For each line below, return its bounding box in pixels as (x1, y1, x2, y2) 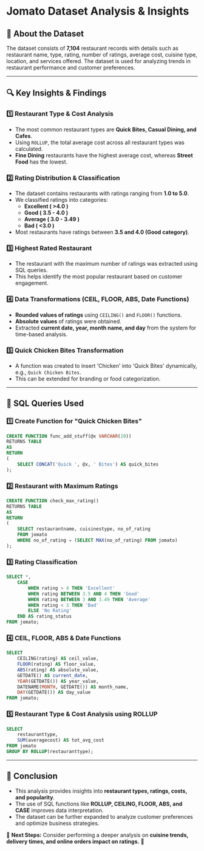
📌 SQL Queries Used (6, 398, 84, 408)
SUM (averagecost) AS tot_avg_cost (17, 737, 104, 743)
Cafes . (15, 132, 32, 139)
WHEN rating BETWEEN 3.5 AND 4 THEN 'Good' (28, 591, 140, 597)
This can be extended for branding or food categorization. (15, 375, 161, 382)
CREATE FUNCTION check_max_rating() (6, 497, 99, 504)
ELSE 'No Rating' (28, 608, 72, 614)
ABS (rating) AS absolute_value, (17, 667, 99, 673)
